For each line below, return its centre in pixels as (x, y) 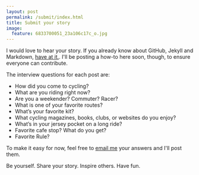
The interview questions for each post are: (58, 75)
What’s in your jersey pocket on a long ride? (68, 124)
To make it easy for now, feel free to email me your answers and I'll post (94, 148)
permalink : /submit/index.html (45, 17)
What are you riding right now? (53, 93)
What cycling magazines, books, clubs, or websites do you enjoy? (95, 118)
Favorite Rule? (32, 136)
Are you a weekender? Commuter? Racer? (66, 99)
